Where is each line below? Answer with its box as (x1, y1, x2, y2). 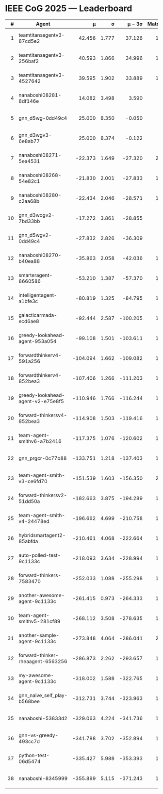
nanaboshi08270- (18, 252, 62, 259)
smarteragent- (18, 272, 53, 278)
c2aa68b (18, 197, 40, 204)
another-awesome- (18, 592, 65, 599)
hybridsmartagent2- (18, 532, 66, 538)
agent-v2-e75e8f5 (18, 398, 64, 405)
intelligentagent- (18, 292, 57, 298)
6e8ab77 (18, 138, 40, 145)
